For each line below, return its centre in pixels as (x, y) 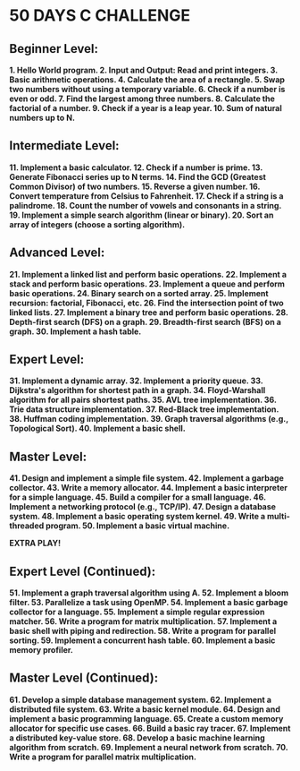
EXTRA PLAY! (35, 544)
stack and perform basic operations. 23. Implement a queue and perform (147, 284)
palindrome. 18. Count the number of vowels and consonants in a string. (146, 205)
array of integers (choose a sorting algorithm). (97, 224)
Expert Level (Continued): (83, 571)
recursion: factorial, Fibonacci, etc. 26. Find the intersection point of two (146, 303)
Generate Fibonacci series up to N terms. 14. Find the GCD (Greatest (137, 176)
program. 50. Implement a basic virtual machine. (138, 526)
